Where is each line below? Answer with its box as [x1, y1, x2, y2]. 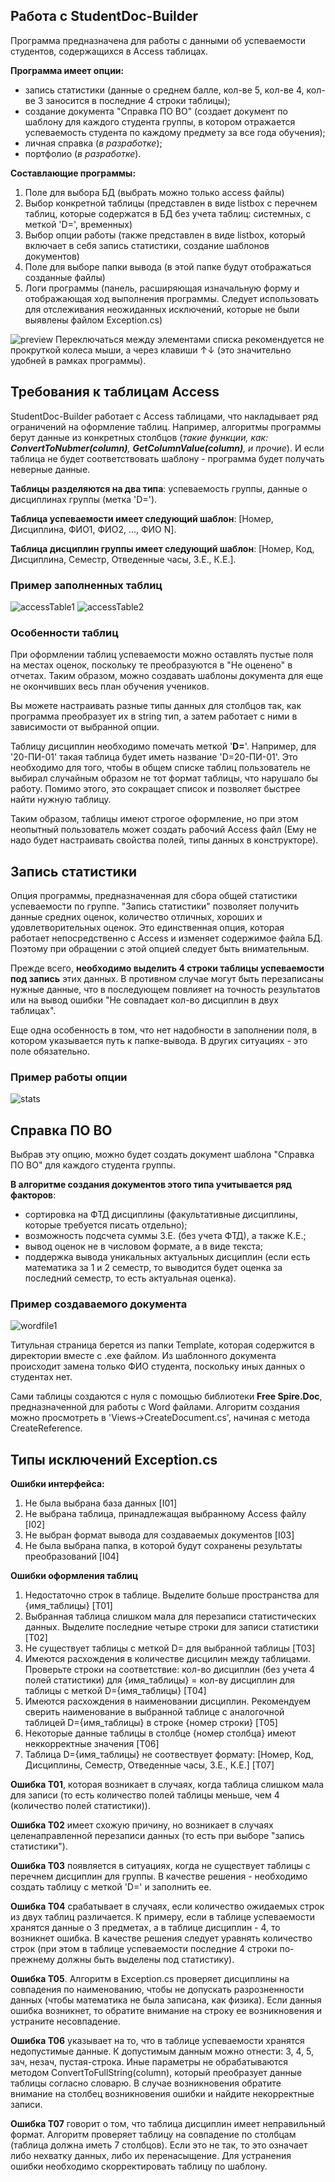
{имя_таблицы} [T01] [24, 1600, 113, 1612]
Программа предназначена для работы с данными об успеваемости [10, 34, 307, 46]
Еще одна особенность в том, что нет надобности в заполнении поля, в [10, 1024, 318, 1036]
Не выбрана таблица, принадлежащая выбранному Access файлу [24, 1508, 307, 1520]
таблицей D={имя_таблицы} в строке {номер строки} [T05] [24, 1717, 278, 1729]
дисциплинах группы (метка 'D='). [10, 493, 158, 505]
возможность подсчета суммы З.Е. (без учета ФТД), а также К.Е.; [24, 1230, 307, 1242]
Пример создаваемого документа [10, 1297, 188, 1311]
